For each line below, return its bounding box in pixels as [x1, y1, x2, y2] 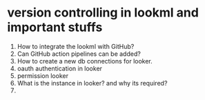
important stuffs [7, 19, 103, 35]
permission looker [17, 71, 69, 80]
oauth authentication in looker [17, 64, 102, 72]
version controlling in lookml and [7, 5, 199, 21]
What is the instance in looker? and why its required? [17, 79, 168, 87]
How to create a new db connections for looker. [17, 57, 153, 65]
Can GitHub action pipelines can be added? [17, 50, 141, 58]
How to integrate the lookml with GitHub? [17, 42, 135, 50]
